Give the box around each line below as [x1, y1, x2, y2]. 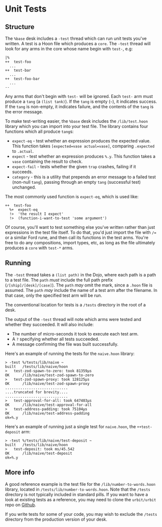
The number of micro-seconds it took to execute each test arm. [12, 331, 139, 336]
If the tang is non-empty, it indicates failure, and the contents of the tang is [5, 104, 154, 110]
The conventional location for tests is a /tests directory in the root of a [5, 302, 146, 307]
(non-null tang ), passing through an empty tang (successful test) [12, 179, 141, 185]
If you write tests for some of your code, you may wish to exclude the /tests [5, 511, 157, 517]
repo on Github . [5, 502, 36, 508]
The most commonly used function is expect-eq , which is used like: [5, 194, 139, 199]
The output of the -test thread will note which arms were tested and [5, 316, 142, 322]
